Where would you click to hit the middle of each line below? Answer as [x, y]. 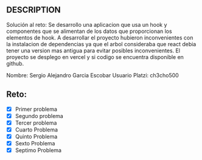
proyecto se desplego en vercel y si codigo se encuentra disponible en [95, 57]
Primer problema [36, 109]
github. [15, 63]
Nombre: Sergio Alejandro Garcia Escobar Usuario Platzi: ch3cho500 [93, 75]
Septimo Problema [38, 150]
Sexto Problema [35, 143]
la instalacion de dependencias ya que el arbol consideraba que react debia [101, 44]
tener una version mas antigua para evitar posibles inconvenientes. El [93, 50]
